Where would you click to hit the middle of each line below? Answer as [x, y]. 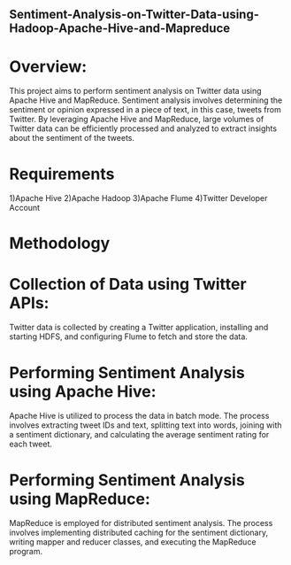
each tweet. [31, 444]
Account [25, 208]
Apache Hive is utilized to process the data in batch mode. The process [139, 416]
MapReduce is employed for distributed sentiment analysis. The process [141, 523]
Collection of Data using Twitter [128, 284]
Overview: [48, 66]
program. [26, 552]
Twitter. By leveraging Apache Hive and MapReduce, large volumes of [137, 120]
